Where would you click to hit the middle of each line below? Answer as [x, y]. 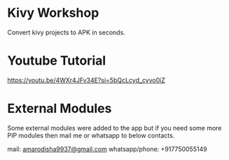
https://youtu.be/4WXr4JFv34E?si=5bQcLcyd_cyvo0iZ [86, 80]
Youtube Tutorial [57, 61]
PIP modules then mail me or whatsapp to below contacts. [91, 135]
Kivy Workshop [53, 13]
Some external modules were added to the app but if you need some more [114, 128]
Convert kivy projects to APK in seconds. [67, 32]
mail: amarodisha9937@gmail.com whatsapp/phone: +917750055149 [107, 149]
